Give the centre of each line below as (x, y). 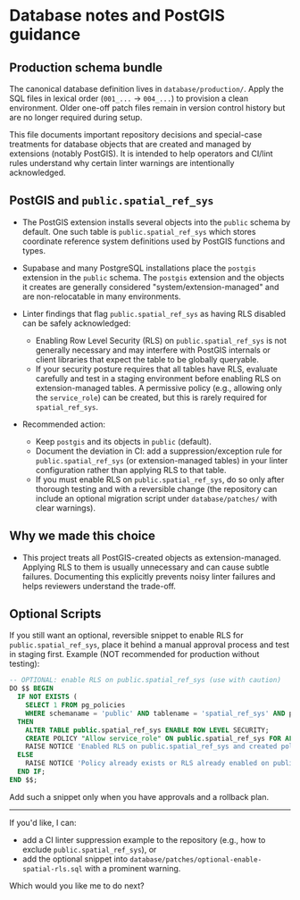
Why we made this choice (83, 536)
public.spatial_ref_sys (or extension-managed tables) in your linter (162, 460)
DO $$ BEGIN (31, 688)
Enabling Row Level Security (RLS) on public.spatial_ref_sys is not (161, 340)
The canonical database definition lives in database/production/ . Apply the (146, 89)
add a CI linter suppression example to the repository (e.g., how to (144, 839)
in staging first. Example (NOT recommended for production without (134, 654)
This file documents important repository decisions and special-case (136, 134)
